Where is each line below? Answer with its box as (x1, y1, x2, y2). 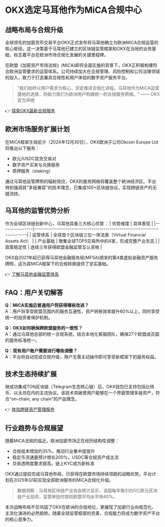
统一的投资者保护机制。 (5, 315, 53, 321)
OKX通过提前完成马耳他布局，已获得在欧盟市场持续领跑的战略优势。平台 (5, 471, 152, 477)
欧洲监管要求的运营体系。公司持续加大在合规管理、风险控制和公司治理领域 (9, 68, 160, 74)
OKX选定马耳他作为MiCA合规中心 (5, 4, 142, 16)
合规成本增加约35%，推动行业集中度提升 (12, 448, 95, 454)
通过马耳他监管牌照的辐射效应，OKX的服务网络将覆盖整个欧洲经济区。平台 (5, 178, 156, 184)
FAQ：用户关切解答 (5, 289, 63, 297)
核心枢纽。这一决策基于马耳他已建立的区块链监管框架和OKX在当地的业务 (5, 46, 152, 52)
